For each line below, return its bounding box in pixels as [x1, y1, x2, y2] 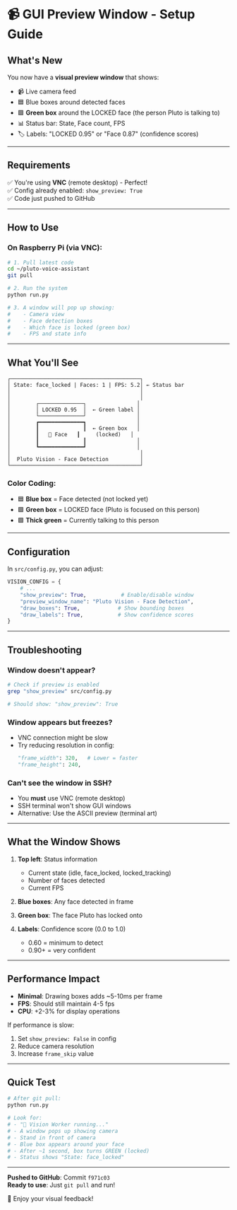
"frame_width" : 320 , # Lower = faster [17, 755, 138, 762]
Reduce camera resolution [17, 1042, 95, 1050]
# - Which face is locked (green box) [7, 324, 131, 331]
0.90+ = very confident [28, 946, 96, 954]
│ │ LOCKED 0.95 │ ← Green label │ [7, 407, 140, 414]
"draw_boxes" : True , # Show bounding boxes [20, 605, 185, 612]
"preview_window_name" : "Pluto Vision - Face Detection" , [20, 598, 194, 605]
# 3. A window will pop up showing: [7, 304, 115, 311]
